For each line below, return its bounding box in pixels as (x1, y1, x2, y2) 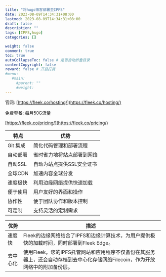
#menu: (5, 71, 19, 77)
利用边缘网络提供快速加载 (33, 179, 93, 186)
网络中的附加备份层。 (23, 263, 73, 270)
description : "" (5, 26, 39, 31)
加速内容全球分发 (33, 170, 73, 177)
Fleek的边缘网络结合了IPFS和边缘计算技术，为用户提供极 (23, 232, 156, 239)
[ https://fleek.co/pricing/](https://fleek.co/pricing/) (5, 120, 108, 126)
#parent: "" (16, 81, 41, 86)
